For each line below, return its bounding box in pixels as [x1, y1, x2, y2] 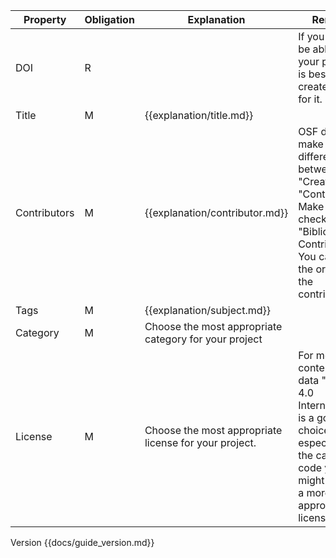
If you [298, 30, 325, 43]
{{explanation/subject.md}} [144, 304, 271, 317]
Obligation [84, 13, 135, 26]
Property [23, 13, 67, 26]
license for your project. [144, 436, 257, 449]
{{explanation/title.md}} [144, 109, 254, 122]
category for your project [144, 332, 263, 346]
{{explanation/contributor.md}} [144, 206, 289, 219]
